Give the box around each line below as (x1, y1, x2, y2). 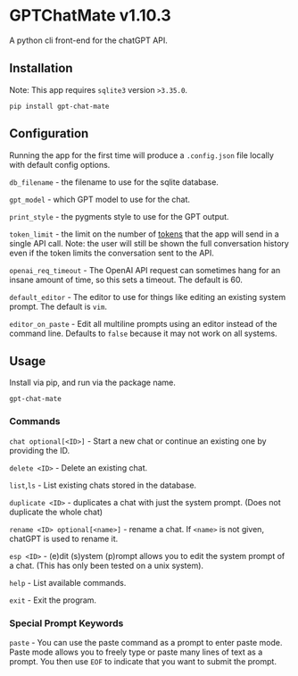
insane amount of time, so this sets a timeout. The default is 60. (9, 274, 244, 285)
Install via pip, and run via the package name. (9, 377, 177, 388)
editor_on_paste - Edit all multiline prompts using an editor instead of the (9, 318, 277, 329)
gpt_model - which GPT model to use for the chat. (9, 194, 190, 204)
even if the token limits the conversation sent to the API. (9, 247, 214, 258)
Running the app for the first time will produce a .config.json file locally (9, 149, 275, 161)
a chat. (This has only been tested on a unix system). (9, 560, 203, 571)
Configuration (9, 126, 89, 141)
